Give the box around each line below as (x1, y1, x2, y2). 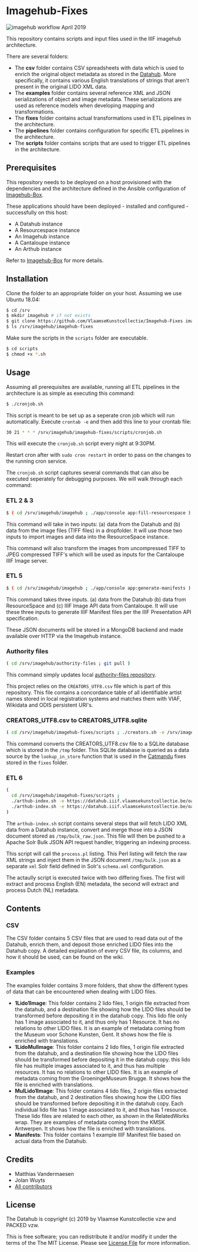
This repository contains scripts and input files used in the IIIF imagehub (6, 35, 181, 42)
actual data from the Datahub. (14, 1137, 87, 1145)
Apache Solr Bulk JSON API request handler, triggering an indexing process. (6, 838, 192, 845)
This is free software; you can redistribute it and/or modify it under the (6, 1233, 177, 1240)
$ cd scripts (6, 346, 38, 352)
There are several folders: (6, 53, 69, 60)
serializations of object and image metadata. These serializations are (14, 96, 182, 103)
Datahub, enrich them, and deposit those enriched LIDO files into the (6, 941, 173, 948)
